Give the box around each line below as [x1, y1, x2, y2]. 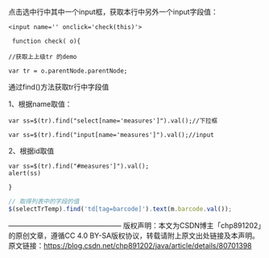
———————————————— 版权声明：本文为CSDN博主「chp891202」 [8, 220, 262, 230]
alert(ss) [8, 169, 42, 177]
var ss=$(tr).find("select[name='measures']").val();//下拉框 [8, 117, 218, 125]
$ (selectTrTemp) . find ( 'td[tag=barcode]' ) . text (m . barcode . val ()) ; [8, 205, 233, 213]
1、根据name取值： [8, 99, 72, 109]
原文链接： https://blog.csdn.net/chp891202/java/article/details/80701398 [8, 240, 252, 250]
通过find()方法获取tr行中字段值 [8, 82, 110, 91]
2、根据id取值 [8, 146, 55, 156]
